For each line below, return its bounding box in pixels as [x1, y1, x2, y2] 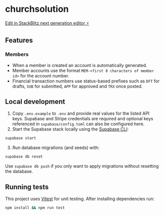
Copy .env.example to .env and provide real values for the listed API [12, 110, 150, 116]
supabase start [5, 136, 36, 141]
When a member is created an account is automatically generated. [12, 62, 148, 68]
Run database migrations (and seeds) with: [12, 144, 99, 151]
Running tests [5, 182, 49, 191]
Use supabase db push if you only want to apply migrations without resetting [5, 163, 159, 169]
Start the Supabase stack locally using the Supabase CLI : [12, 126, 129, 132]
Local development [5, 98, 66, 106]
